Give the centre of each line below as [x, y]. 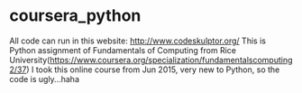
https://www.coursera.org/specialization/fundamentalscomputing [171, 60]
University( [30, 60]
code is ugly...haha [44, 79]
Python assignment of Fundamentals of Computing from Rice [123, 50]
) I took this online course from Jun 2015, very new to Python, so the [153, 70]
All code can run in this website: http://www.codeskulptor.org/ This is [137, 41]
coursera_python [75, 16]
